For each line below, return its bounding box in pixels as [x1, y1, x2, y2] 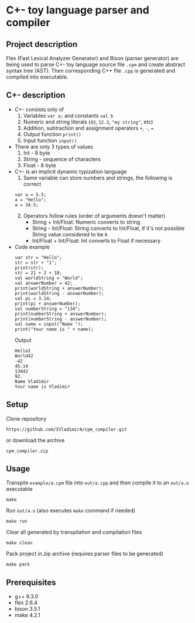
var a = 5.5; [14, 191, 47, 198]
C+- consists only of [14, 106, 64, 113]
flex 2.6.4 [14, 599, 38, 606]
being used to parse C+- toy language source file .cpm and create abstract [6, 61, 186, 68]
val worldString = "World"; [14, 275, 83, 281]
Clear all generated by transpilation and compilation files [6, 529, 142, 536]
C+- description [6, 90, 66, 100]
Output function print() [23, 130, 81, 137]
